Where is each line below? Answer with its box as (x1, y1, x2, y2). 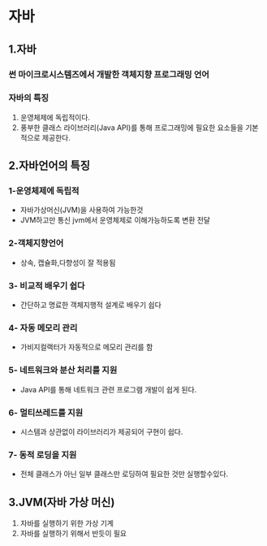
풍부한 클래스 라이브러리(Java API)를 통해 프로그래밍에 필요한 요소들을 (19, 123, 243, 132)
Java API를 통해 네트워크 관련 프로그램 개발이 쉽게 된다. (19, 384, 197, 394)
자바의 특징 (8, 93, 50, 104)
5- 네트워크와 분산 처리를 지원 (8, 365, 118, 376)
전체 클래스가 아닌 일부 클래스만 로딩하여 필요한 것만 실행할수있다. (19, 469, 229, 479)
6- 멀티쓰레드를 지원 (8, 407, 84, 418)
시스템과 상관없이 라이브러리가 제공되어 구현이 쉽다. (19, 427, 183, 436)
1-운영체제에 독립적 (8, 185, 80, 197)
